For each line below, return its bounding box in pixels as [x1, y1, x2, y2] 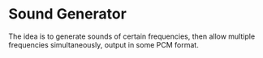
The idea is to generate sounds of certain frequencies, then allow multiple [8, 31, 256, 41]
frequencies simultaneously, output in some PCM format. [8, 39, 199, 49]
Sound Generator [8, 5, 127, 23]
